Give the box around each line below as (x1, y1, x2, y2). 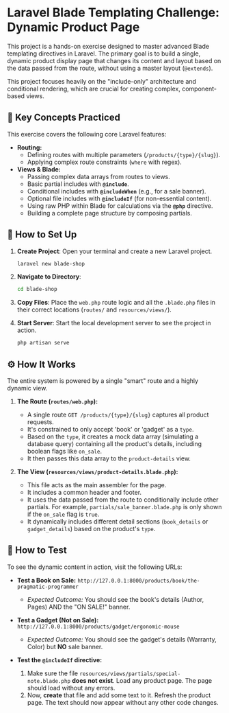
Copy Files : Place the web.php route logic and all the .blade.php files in (16, 299, 216, 307)
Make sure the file (27, 669, 79, 677)
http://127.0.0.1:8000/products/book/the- (77, 577, 200, 584)
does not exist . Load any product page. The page (71, 676, 213, 684)
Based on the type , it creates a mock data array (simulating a (27, 432, 199, 441)
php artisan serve (16, 340, 70, 347)
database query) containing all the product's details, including (27, 440, 202, 447)
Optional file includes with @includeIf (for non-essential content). (27, 194, 212, 202)
